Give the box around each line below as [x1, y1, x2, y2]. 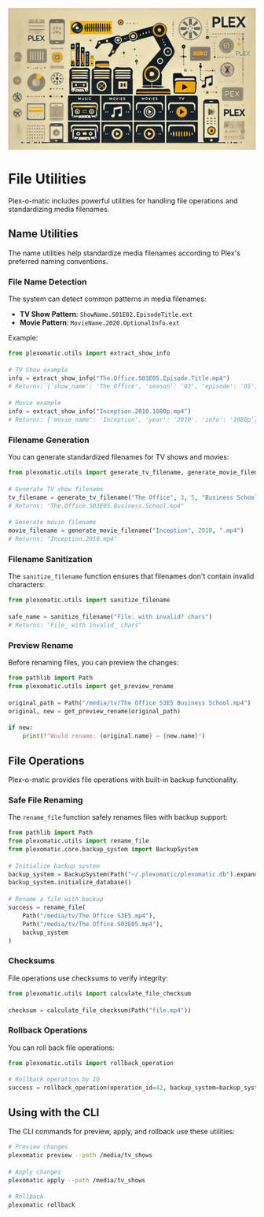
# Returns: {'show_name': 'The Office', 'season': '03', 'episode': [8, 382, 237, 390]
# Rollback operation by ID [8, 1076, 101, 1084]
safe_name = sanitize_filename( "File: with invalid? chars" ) [8, 613, 213, 621]
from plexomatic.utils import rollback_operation [8, 1059, 174, 1067]
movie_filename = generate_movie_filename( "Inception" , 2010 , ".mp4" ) [8, 527, 244, 535]
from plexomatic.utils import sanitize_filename [8, 596, 170, 605]
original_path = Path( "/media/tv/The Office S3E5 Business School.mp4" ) [8, 698, 251, 707]
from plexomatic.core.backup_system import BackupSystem [8, 845, 199, 853]
